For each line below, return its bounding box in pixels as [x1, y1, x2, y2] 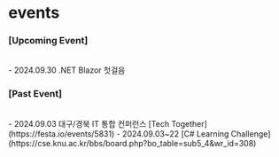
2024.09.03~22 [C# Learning [121, 128, 229, 139]
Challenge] [230, 128, 271, 139]
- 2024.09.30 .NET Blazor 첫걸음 [8, 65, 126, 75]
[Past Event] [8, 88, 63, 100]
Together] [171, 118, 207, 129]
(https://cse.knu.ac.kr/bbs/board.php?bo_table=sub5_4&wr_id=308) [8, 137, 257, 148]
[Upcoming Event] [8, 35, 89, 47]
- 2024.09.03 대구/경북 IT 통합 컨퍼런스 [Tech [8, 118, 170, 129]
